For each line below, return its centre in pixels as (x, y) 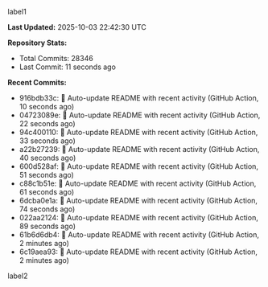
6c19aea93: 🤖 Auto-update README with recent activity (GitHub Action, (138, 252)
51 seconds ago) (46, 175)
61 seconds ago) (47, 192)
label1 (17, 12)
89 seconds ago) (47, 226)
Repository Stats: (37, 43)
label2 (18, 276)
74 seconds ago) (47, 209)
